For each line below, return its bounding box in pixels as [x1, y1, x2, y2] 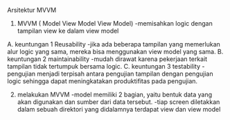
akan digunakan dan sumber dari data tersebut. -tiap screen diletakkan [17, 98, 220, 106]
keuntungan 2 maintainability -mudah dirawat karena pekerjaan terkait [7, 55, 208, 63]
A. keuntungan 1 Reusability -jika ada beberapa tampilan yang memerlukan [7, 40, 220, 48]
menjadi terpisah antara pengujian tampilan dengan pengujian [37, 69, 213, 78]
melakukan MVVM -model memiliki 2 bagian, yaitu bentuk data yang [17, 90, 213, 98]
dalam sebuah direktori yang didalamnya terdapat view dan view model [17, 105, 221, 113]
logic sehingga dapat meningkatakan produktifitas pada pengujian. [7, 77, 198, 85]
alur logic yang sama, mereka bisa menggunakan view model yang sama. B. [7, 48, 224, 55]
